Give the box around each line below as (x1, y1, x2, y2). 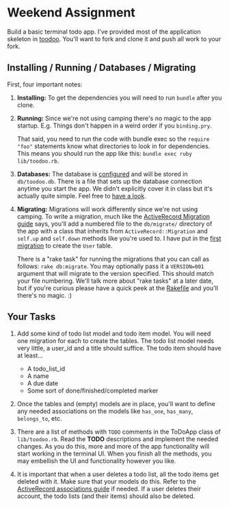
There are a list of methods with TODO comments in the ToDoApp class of (16, 427, 221, 436)
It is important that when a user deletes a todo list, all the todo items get (16, 470, 219, 478)
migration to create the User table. (16, 241, 113, 250)
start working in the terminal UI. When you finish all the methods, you (16, 449, 212, 458)
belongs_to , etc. (16, 414, 62, 423)
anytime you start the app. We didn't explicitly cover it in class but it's (16, 184, 213, 193)
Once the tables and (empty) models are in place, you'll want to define (16, 399, 215, 408)
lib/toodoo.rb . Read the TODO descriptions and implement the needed (16, 434, 219, 443)
